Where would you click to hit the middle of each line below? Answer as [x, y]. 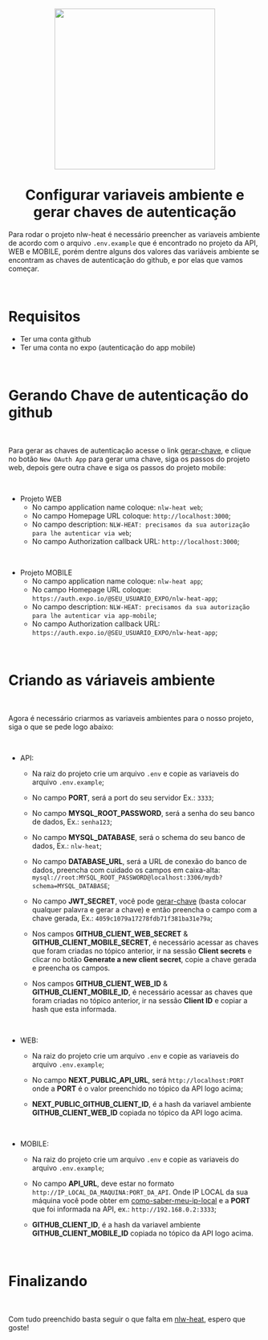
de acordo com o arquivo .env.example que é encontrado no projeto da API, [133, 243]
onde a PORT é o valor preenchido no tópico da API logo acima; [137, 1088]
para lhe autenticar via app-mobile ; [94, 615]
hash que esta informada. [74, 1009]
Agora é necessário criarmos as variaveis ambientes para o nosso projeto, [131, 718]
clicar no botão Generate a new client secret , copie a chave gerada [144, 959]
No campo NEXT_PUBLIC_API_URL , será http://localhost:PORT [138, 1080]
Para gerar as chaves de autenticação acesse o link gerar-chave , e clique [130, 450]
